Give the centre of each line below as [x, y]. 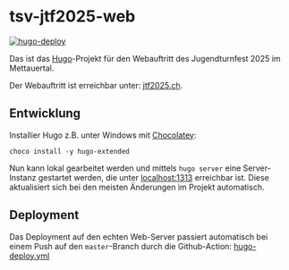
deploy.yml [30, 256]
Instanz [23, 177]
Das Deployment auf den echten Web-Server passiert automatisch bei [139, 236]
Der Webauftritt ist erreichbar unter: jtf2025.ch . [96, 85]
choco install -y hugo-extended [69, 151]
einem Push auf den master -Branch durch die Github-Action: [121, 246]
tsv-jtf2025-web [72, 17]
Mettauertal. [32, 68]
